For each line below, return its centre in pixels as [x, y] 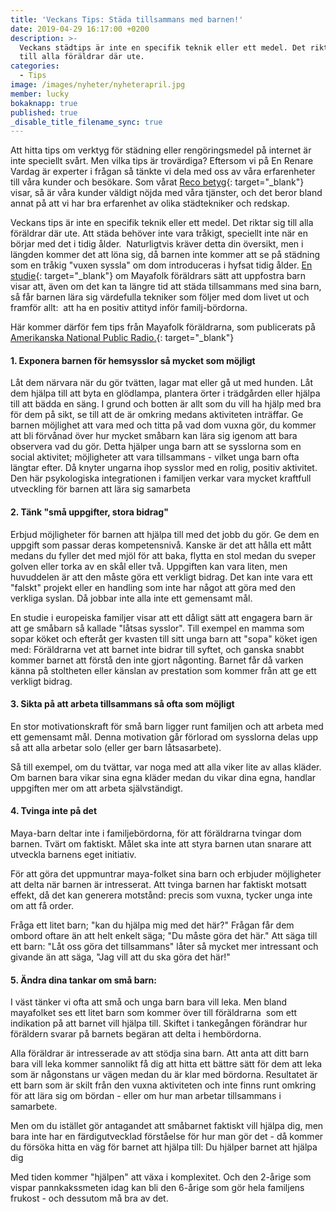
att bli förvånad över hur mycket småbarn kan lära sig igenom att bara [154, 436]
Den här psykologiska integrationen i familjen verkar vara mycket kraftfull [161, 478]
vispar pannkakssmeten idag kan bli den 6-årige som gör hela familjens [157, 1188]
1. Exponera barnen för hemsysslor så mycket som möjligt [133, 360]
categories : [35, 66]
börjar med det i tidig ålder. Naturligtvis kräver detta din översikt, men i [157, 244]
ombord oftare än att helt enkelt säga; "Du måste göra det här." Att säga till [164, 936]
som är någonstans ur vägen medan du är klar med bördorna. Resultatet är [164, 1075]
